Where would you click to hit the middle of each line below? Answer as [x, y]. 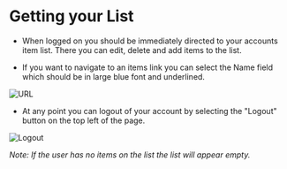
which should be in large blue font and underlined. [113, 76]
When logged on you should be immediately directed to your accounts [150, 41]
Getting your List [72, 16]
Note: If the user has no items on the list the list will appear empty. [130, 154]
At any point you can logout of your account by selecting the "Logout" [149, 111]
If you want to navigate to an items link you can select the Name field [147, 67]
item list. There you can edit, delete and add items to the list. [132, 50]
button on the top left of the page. [83, 120]
